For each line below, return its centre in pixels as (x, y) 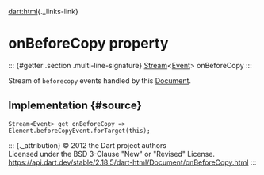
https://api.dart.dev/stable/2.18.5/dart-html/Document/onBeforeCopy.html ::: (132, 162)
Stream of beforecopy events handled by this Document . (100, 80)
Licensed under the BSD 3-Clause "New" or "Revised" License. (112, 154)
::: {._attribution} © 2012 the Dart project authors (87, 145)
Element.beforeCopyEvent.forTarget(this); (79, 131)
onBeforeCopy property (88, 44)
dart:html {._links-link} (44, 11)
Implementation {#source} (75, 106)
